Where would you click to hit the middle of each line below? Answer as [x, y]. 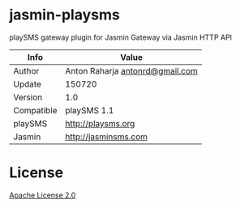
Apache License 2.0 [43, 195]
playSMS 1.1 [90, 110]
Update [27, 84]
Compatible [35, 110]
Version [28, 97]
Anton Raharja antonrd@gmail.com [131, 70]
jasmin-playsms [64, 15]
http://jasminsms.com [107, 137]
